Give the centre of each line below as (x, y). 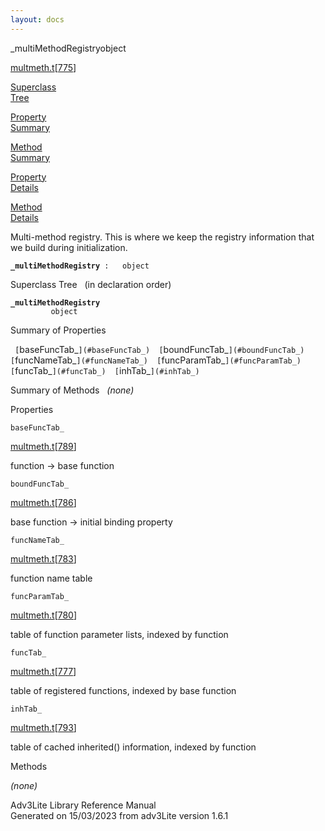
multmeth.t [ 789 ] (43, 446)
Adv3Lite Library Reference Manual (83, 805)
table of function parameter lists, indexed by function (119, 634)
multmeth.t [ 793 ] (43, 727)
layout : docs (37, 19)
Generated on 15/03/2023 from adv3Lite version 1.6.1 (119, 815)
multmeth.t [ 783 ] (43, 558)
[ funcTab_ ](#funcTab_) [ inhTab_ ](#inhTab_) (105, 370)
